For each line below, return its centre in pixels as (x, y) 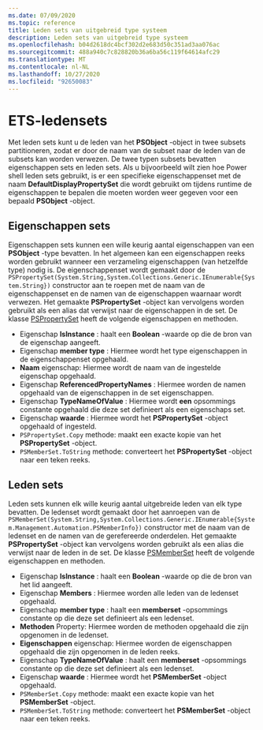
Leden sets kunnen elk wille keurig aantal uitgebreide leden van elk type (125, 504)
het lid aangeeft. (46, 585)
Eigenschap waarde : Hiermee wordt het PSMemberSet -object (123, 677)
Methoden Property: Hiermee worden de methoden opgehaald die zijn (134, 627)
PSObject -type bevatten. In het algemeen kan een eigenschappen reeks (127, 253)
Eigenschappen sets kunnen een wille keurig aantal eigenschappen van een (131, 245)
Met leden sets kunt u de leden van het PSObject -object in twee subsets (127, 142)
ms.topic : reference (42, 23)
